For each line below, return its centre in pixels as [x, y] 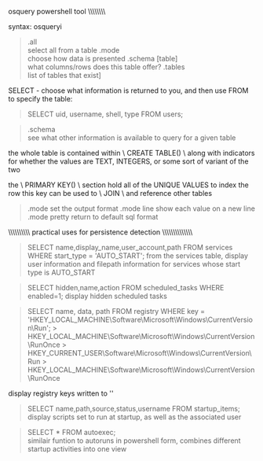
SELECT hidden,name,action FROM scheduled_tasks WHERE [126, 288]
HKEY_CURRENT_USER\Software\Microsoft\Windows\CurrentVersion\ [140, 353]
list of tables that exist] [64, 75]
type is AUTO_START [61, 272]
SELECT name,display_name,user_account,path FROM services [130, 247]
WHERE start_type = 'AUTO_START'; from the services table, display [138, 256]
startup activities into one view [77, 449]
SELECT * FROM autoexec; [71, 432]
